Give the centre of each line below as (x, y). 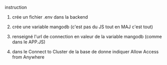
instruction (16, 7)
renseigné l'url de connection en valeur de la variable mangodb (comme (87, 37)
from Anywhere (28, 57)
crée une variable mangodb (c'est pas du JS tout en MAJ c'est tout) (82, 27)
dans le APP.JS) (29, 42)
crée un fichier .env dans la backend (50, 17)
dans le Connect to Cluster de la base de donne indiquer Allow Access (85, 52)
